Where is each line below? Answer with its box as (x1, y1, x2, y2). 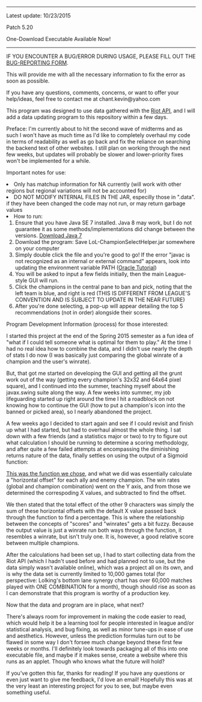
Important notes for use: (6, 169, 66, 176)
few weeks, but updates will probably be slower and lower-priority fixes (6, 151, 183, 158)
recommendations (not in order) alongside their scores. (14, 309, 152, 316)
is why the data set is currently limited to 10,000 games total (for (6, 570, 165, 577)
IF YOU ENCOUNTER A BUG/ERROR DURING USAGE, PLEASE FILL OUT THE (6, 53, 196, 60)
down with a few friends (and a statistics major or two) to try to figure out (6, 433, 188, 439)
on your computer (14, 245, 60, 252)
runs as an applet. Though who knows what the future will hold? (6, 658, 165, 665)
